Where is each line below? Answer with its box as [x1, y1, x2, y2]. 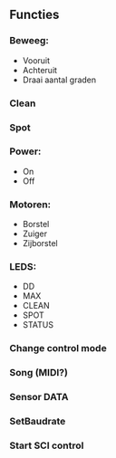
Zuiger [22, 228, 48, 239]
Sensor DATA [9, 391, 69, 404]
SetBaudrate [9, 415, 66, 428]
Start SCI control [9, 439, 84, 452]
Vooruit [22, 54, 51, 66]
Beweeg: [9, 34, 50, 47]
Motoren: [9, 198, 52, 211]
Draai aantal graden [22, 74, 97, 85]
